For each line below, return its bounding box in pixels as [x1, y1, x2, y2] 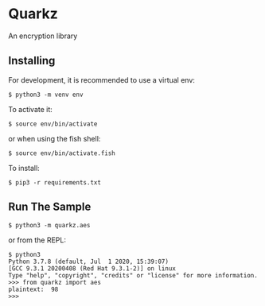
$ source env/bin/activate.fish [8, 149, 115, 157]
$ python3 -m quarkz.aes [8, 221, 91, 229]
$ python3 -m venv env [8, 91, 84, 99]
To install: [8, 163, 40, 172]
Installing [8, 54, 56, 68]
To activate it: [8, 104, 53, 114]
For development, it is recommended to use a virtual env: [8, 75, 195, 84]
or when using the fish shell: [8, 134, 101, 143]
